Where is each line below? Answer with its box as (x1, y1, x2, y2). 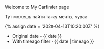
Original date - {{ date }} (12, 33, 62, 39)
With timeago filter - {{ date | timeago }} (12, 38, 94, 44)
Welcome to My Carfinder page (5, 4, 69, 10)
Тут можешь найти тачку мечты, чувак (5, 14, 88, 19)
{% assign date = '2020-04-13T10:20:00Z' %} (5, 23, 100, 29)
